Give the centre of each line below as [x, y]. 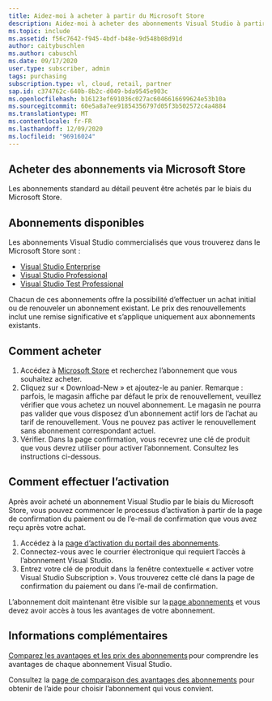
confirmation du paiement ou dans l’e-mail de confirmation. [119, 586]
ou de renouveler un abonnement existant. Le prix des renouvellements [127, 308]
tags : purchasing [38, 76]
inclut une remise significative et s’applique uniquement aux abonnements [132, 317]
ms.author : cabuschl [43, 53]
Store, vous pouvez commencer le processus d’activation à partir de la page [136, 510]
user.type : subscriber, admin [59, 69]
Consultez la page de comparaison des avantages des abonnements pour [132, 680]
